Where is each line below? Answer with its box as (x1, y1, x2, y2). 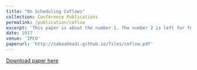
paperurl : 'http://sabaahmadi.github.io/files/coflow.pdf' (6, 41, 154, 47)
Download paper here (6, 57, 59, 64)
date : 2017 (6, 30, 33, 36)
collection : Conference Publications (6, 14, 98, 20)
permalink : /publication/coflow (6, 19, 85, 25)
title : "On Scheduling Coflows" (6, 8, 85, 15)
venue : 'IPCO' (6, 36, 41, 41)
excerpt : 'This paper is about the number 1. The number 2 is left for (6, 24, 185, 31)
